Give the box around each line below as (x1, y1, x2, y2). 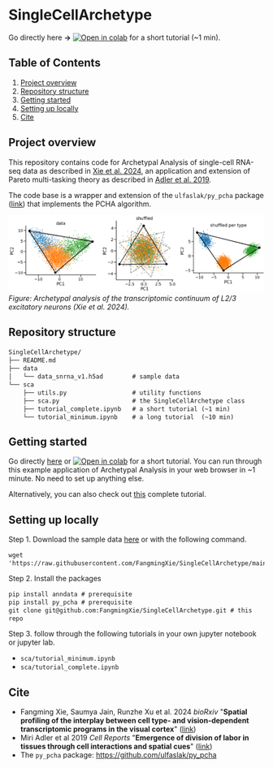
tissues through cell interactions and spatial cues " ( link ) (19, 741, 213, 752)
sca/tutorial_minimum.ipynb (19, 655, 115, 663)
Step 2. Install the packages (8, 574, 102, 584)
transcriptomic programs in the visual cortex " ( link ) (19, 724, 197, 734)
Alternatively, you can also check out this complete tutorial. (8, 490, 207, 499)
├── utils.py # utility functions (23, 388, 201, 397)
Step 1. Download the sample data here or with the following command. (8, 534, 247, 545)
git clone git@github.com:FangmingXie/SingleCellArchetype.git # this (8, 606, 253, 615)
